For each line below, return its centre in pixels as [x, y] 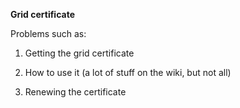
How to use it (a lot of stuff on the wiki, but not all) [128, 72]
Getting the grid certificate [79, 53]
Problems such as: [48, 33]
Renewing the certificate [75, 92]
